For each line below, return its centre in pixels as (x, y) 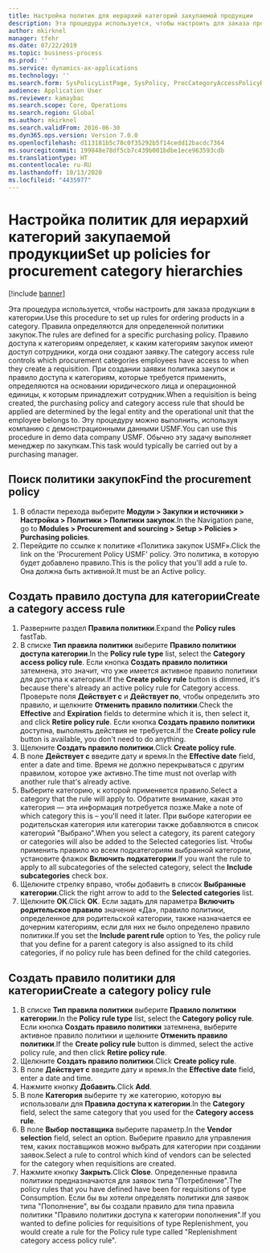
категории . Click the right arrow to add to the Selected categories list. (137, 893)
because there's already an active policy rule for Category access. (130, 688)
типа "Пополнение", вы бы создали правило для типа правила (127, 1206)
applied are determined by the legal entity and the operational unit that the (131, 412)
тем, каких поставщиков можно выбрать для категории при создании (140, 1147)
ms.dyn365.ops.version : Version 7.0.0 (73, 135)
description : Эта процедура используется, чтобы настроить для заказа (129, 23)
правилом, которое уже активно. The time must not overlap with (128, 773)
